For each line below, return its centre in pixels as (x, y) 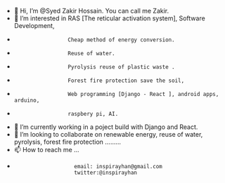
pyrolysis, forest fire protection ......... (67, 142)
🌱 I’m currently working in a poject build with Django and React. (106, 127)
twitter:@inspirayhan (105, 172)
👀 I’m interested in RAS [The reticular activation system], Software (109, 18)
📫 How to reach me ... (46, 150)
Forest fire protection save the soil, (126, 81)
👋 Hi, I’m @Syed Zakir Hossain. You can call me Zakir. (91, 11)
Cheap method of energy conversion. (121, 40)
